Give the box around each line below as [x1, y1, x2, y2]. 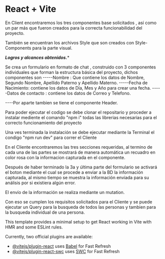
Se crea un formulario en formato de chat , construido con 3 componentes [5, 64, 156, 70]
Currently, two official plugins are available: [5, 233, 93, 239]
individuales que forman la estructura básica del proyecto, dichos [5, 69, 138, 75]
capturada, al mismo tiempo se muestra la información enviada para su [5, 174, 149, 180]
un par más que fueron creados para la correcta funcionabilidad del [5, 25, 143, 31]
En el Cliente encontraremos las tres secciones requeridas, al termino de [5, 144, 153, 150]
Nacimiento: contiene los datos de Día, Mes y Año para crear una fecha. [5, 85, 151, 91]
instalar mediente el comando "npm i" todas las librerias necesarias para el [5, 114, 157, 120]
